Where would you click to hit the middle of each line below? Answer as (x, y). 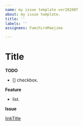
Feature (13, 90)
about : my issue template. (33, 14)
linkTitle (13, 119)
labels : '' (16, 23)
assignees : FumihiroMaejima (34, 28)
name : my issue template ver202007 (42, 10)
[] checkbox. (25, 80)
